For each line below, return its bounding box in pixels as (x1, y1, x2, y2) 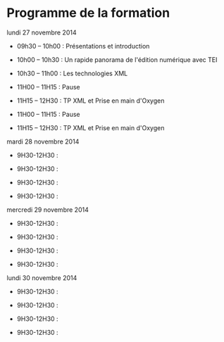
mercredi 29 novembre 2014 (6, 205, 89, 214)
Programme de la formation (6, 5, 170, 21)
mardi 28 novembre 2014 (6, 137, 80, 146)
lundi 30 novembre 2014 (6, 273, 77, 282)
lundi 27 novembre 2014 (6, 28, 77, 37)
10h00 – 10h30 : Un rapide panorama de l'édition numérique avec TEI (16, 55, 218, 64)
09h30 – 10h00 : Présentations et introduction (16, 42, 150, 50)
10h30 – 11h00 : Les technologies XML (16, 69, 128, 77)
